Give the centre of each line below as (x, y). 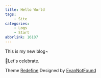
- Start (22, 33)
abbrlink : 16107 (22, 38)
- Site (21, 19)
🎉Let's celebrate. (22, 61)
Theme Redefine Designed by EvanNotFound (51, 70)
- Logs (21, 28)
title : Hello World (25, 10)
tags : (11, 14)
